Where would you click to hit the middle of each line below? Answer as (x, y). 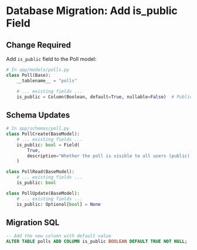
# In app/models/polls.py (38, 70)
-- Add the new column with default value (59, 236)
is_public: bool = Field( (48, 145)
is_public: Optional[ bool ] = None (59, 204)
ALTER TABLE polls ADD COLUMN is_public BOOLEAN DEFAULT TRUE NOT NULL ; (97, 242)
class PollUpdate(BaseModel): (43, 193)
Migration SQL (33, 222)
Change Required (39, 45)
